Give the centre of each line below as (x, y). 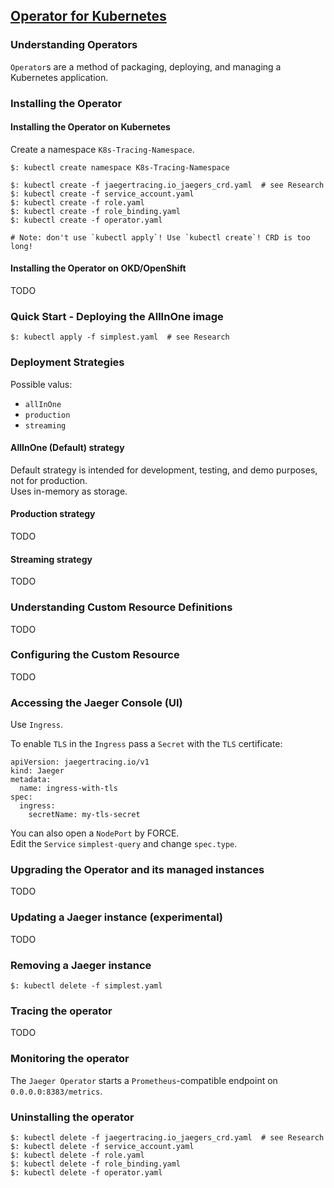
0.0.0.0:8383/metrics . (56, 1091)
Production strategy (53, 514)
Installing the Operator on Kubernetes (90, 127)
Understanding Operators (74, 45)
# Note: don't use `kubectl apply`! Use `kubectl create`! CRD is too (160, 237)
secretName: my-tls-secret (84, 815)
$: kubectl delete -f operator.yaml (86, 1172)
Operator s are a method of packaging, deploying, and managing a (146, 66)
